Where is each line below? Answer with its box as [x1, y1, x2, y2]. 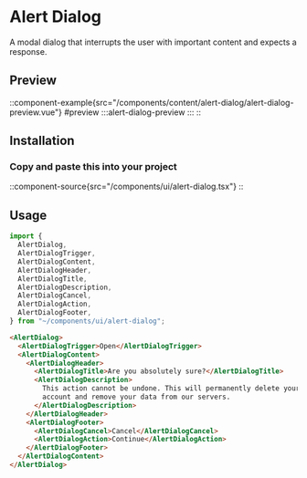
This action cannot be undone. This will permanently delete [42, 384, 281, 393]
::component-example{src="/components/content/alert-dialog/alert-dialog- [9, 97, 294, 108]
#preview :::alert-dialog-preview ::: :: [63, 107, 202, 118]
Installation [9, 133, 75, 149]
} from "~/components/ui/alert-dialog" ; [9, 317, 166, 326]
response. [9, 46, 48, 57]
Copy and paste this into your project [9, 161, 178, 173]
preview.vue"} [9, 107, 62, 118]
